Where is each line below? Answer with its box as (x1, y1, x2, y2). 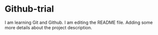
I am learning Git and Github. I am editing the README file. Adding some (4, 19, 153, 25)
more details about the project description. (4, 24, 92, 30)
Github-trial (4, 3, 54, 15)
